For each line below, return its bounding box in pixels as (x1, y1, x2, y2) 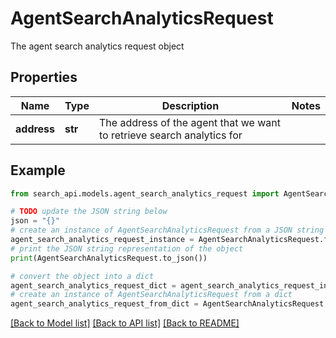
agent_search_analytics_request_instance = (10, 235, 195, 245)
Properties (10, 69, 78, 86)
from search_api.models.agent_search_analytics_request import (10, 188, 280, 199)
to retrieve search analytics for (98, 128, 243, 142)
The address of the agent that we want (98, 115, 281, 129)
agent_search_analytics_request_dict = (10, 280, 177, 291)
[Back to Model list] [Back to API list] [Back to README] (10, 317, 240, 329)
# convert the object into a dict (10, 271, 155, 281)
